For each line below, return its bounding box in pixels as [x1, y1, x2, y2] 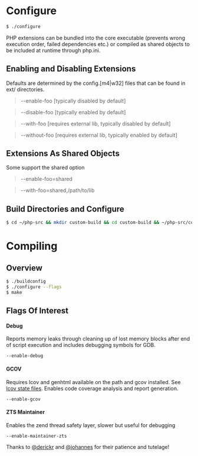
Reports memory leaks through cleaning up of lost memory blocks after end [6, 335, 190, 342]
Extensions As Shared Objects [6, 148, 120, 158]
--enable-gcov [6, 396, 41, 402]
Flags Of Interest [6, 306, 69, 316]
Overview [6, 263, 43, 273]
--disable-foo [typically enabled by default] [20, 108, 126, 115]
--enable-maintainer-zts [6, 433, 67, 439]
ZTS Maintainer [6, 408, 45, 416]
